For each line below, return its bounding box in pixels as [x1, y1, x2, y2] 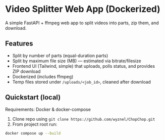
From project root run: [12, 121, 57, 127]
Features [5, 40, 33, 48]
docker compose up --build [5, 131, 61, 136]
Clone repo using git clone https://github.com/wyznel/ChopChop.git [12, 116, 155, 122]
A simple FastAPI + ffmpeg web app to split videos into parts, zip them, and [5, 20, 159, 26]
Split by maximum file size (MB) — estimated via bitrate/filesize [12, 58, 141, 64]
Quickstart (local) [5, 93, 61, 102]
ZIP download [12, 68, 41, 74]
